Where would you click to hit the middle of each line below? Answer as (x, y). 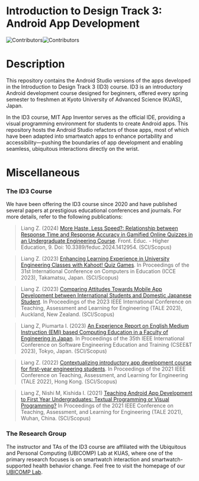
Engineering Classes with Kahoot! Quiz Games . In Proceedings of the (105, 265)
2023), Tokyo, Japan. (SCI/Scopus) (64, 351)
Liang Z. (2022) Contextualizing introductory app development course (106, 363)
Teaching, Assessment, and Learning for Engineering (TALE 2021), (102, 412)
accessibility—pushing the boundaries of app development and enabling (94, 142)
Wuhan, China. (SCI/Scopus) (56, 418)
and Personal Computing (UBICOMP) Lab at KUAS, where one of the (89, 453)
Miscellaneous (43, 173)
